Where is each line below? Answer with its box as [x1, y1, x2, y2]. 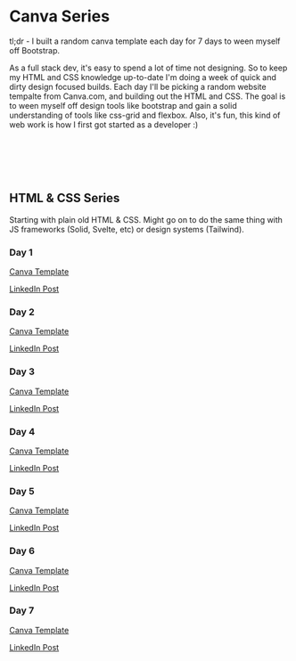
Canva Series [9, 6, 110, 27]
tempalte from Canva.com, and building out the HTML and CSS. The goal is [9, 91, 286, 102]
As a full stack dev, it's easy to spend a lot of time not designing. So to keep [9, 62, 288, 73]
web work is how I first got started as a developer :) [9, 118, 199, 130]
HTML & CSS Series [9, 191, 120, 206]
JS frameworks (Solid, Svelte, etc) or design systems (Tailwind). [9, 224, 245, 234]
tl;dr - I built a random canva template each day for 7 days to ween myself [9, 36, 281, 46]
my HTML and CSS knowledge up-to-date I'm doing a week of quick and [9, 71, 276, 82]
